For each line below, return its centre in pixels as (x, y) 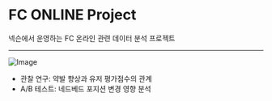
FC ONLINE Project (72, 15)
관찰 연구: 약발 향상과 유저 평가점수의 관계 (86, 78)
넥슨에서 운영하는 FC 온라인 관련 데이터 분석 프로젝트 (92, 38)
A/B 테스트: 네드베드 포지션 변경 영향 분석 (85, 88)
